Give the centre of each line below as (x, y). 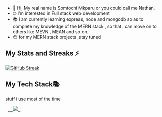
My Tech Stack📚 (33, 85)
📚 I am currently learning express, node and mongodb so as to (78, 19)
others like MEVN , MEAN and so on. (50, 32)
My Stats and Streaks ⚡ (42, 53)
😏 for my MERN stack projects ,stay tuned (57, 37)
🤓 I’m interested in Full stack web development (61, 13)
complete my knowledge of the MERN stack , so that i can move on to (85, 26)
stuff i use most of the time (33, 99)
